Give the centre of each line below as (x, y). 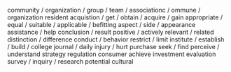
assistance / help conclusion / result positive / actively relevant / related (111, 32)
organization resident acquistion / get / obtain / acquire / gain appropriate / (115, 17)
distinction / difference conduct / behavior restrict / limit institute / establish (116, 39)
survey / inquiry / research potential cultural (70, 61)
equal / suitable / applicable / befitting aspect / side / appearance (101, 25)
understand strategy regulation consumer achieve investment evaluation (112, 54)
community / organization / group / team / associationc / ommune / (104, 10)
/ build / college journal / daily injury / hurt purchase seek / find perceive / (113, 47)
